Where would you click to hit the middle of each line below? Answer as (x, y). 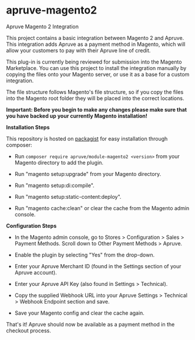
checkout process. (28, 331)
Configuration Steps (31, 226)
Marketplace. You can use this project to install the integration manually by (96, 68)
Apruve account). (36, 272)
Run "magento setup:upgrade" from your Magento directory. (88, 174)
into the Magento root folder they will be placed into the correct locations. (95, 98)
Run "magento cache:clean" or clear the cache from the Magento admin (102, 208)
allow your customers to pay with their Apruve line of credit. (78, 50)
